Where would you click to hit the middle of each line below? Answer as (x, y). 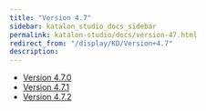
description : (34, 52)
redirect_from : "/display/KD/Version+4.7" (91, 43)
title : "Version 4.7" (51, 18)
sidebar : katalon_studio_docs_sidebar (83, 26)
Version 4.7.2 (47, 97)
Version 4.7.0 (47, 77)
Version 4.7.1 (46, 87)
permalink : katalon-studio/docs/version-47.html (103, 35)
